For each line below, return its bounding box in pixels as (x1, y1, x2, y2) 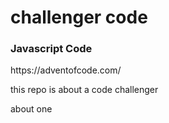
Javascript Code (10, 42, 93, 56)
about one (10, 103, 53, 115)
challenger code (10, 6, 148, 29)
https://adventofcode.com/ (10, 64, 122, 76)
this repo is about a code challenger (10, 84, 159, 96)
